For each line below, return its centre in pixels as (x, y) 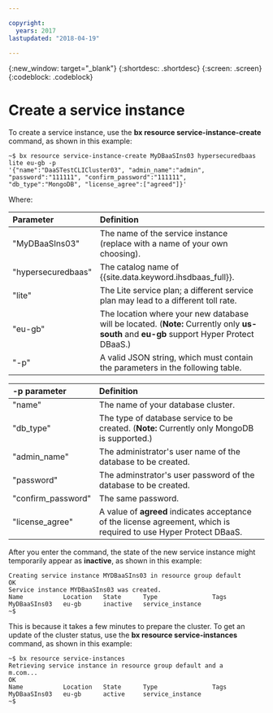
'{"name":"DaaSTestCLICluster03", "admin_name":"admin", (107, 171)
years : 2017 (36, 31)
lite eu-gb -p (32, 164)
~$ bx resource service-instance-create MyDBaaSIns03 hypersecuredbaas (132, 156)
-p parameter (39, 391)
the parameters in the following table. (171, 368)
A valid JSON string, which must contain (176, 357)
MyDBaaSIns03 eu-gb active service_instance (105, 694)
